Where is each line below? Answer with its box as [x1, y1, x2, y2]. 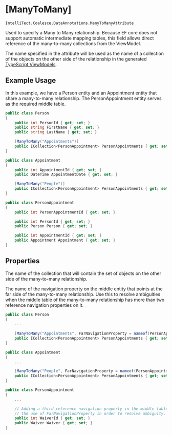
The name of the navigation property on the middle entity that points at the [5, 286, 163, 292]
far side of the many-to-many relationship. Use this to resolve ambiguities [5, 291, 161, 297]
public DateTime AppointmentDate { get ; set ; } [14, 172, 118, 177]
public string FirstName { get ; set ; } [14, 125, 100, 130]
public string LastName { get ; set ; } [14, 130, 97, 135]
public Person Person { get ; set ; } [14, 224, 93, 229]
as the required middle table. [5, 101, 66, 107]
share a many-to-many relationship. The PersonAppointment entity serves [5, 95, 162, 101]
